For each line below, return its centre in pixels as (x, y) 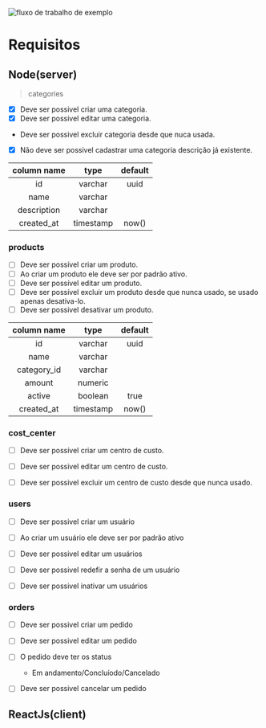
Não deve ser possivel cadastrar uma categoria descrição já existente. (136, 150)
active (39, 395)
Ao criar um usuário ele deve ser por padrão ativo (102, 538)
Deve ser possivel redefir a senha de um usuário (100, 570)
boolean (93, 395)
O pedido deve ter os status (66, 657)
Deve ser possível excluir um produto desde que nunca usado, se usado (139, 292)
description (39, 211)
